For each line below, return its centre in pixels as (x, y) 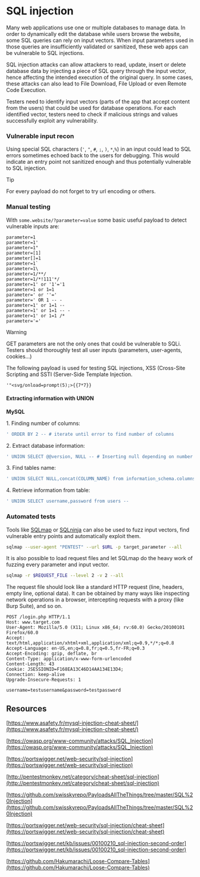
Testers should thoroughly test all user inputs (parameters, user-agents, (94, 350)
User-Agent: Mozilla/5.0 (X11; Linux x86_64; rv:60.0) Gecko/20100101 (96, 628)
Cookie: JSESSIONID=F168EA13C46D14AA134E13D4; (65, 670)
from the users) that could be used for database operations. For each (91, 108)
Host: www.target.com (33, 622)
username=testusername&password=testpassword (63, 690)
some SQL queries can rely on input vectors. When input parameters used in (100, 40)
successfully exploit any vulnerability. (52, 120)
